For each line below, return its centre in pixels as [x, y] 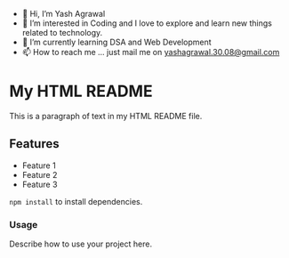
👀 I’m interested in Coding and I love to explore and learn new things [147, 23]
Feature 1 [39, 165]
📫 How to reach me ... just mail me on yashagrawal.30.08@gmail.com [151, 52]
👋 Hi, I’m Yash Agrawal [64, 14]
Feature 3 [40, 184]
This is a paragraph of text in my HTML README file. [106, 116]
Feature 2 [40, 174]
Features [34, 144]
